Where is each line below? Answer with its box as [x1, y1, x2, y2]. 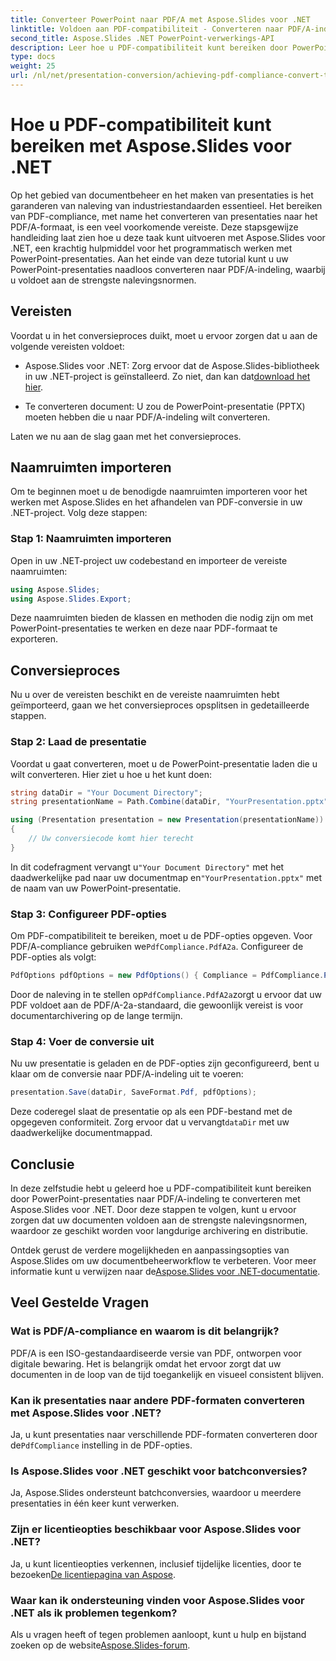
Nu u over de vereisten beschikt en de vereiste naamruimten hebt [10, 689, 280, 701]
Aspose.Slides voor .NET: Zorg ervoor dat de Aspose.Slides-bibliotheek [24, 359, 320, 371]
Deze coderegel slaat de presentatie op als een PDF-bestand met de [10, 1106, 293, 1118]
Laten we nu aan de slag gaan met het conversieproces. [10, 430, 242, 442]
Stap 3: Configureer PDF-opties [10, 907, 167, 921]
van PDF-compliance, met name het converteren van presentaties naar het [10, 210, 318, 222]
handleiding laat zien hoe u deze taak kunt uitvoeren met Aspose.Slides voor [10, 231, 326, 243]
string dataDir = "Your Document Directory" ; [10, 787, 203, 798]
